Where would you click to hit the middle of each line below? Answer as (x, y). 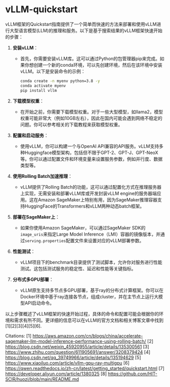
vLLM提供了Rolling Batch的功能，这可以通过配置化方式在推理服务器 (91, 187)
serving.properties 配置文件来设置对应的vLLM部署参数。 (84, 240)
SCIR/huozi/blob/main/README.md (42, 379)
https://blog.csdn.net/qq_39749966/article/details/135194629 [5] (73, 357)
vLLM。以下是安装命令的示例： (53, 71)
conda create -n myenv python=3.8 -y (60, 81)
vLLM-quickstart (41, 9)
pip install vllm (39, 90)
